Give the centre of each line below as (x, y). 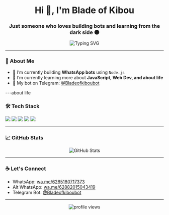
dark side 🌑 (84, 32)
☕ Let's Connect (26, 169)
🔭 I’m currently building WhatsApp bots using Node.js (68, 72)
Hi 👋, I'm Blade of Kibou (84, 10)
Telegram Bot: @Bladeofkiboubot (47, 192)
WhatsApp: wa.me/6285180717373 (49, 182)
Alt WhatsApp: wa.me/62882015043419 (54, 187)
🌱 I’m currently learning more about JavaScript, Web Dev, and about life (88, 77)
